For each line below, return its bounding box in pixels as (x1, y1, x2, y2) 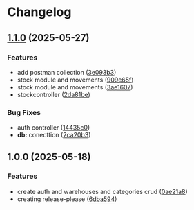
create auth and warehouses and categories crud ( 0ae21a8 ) (17, 187, 188, 195)
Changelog (7, 4, 72, 20)
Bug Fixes (7, 107, 41, 117)
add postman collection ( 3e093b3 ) (17, 68, 117, 76)
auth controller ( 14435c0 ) (17, 123, 90, 132)
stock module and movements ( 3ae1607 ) (17, 82, 133, 91)
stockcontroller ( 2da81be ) (17, 90, 91, 98)
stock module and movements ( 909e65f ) (17, 76, 134, 84)
